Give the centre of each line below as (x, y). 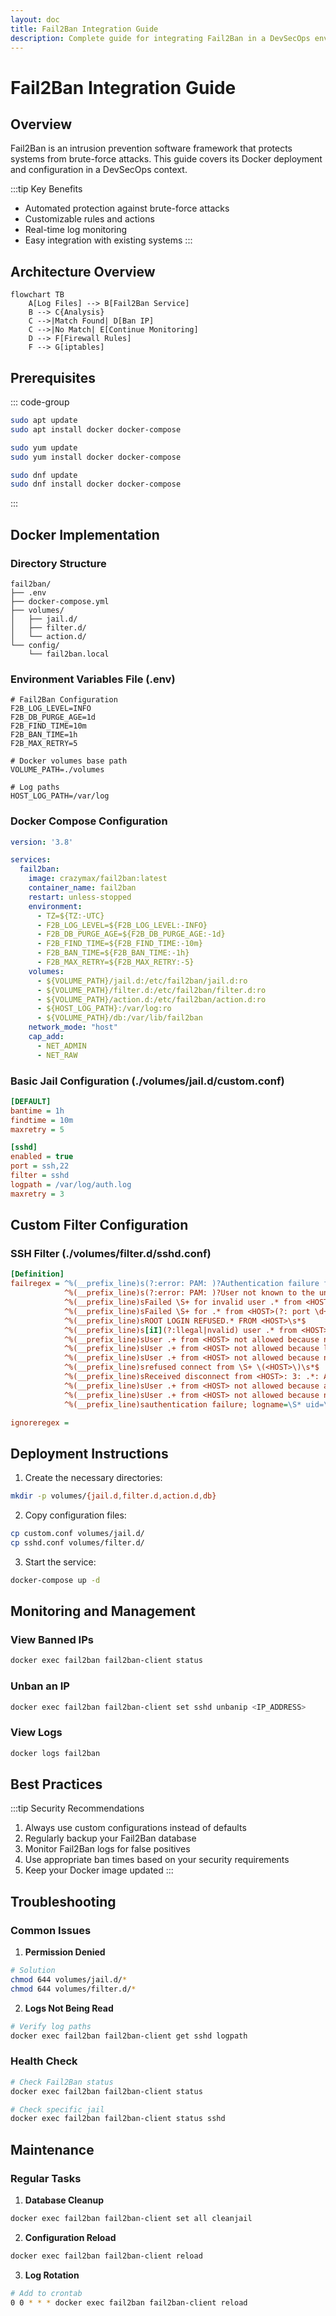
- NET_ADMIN (61, 1046)
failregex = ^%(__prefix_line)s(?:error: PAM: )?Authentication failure (165, 1284)
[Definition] (37, 1274)
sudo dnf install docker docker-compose (96, 484)
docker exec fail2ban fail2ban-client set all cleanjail (131, 2218)
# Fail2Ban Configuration (64, 700)
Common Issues (51, 1930)
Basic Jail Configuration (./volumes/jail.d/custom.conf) (147, 1081)
